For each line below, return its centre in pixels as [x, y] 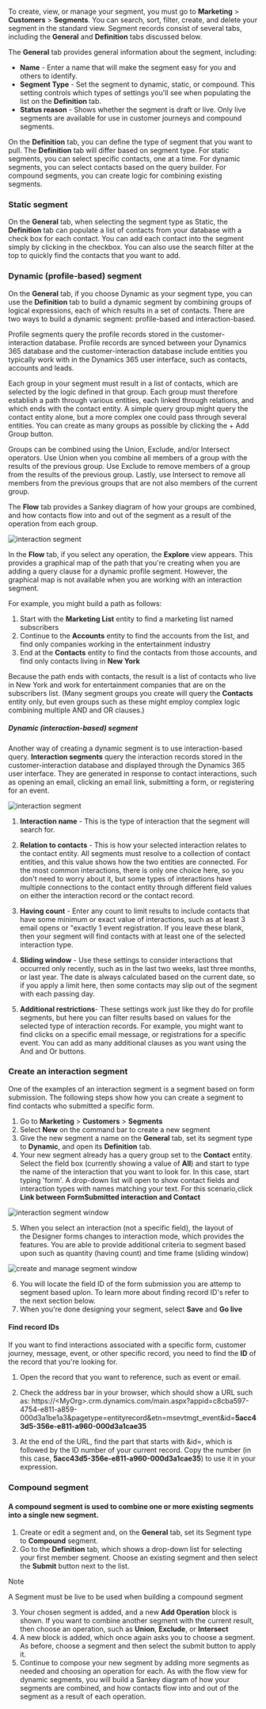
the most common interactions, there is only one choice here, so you [131, 870]
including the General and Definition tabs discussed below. [105, 36]
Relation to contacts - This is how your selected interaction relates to [133, 845]
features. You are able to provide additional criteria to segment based [133, 1244]
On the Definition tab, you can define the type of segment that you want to [131, 142]
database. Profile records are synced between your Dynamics [146, 342]
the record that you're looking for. [63, 1362]
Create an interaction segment [68, 1072]
